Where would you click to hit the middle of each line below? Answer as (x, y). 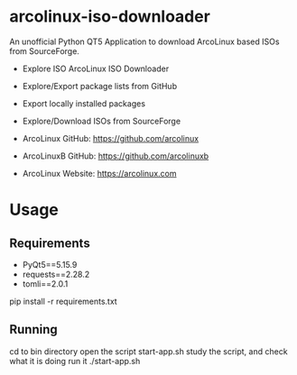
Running (34, 329)
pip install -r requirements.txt (63, 301)
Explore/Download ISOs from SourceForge (102, 121)
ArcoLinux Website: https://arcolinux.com (99, 173)
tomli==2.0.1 (45, 284)
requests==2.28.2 (56, 274)
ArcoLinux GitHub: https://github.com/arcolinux (111, 138)
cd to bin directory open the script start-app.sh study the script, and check (148, 351)
